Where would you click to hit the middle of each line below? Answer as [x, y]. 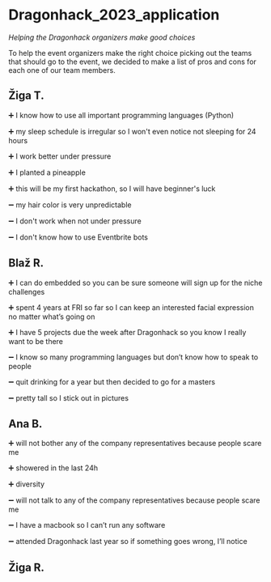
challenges [27, 291]
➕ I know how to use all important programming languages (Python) [121, 115]
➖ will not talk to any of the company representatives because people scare [134, 500]
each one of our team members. [62, 70]
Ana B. [25, 424]
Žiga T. [26, 96]
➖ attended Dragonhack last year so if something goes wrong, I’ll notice [128, 542]
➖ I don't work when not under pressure [75, 221]
